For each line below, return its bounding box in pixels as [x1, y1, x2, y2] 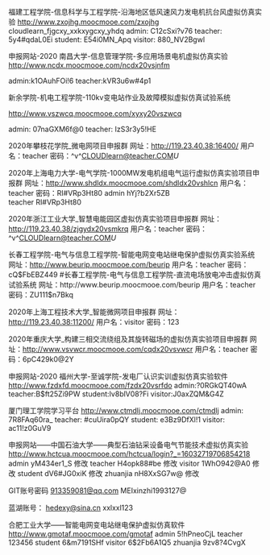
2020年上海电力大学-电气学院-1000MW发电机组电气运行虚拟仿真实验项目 [8, 168, 253, 177]
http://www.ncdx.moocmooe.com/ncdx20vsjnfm [8, 60, 171, 70]
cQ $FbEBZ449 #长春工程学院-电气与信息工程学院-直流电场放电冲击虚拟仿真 [8, 270, 262, 280]
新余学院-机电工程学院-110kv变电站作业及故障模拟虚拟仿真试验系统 [8, 93, 231, 102]
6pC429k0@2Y [22, 354, 74, 364]
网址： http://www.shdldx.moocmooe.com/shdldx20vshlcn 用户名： [23, 178, 248, 188]
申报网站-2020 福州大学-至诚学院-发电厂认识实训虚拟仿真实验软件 [8, 371, 228, 381]
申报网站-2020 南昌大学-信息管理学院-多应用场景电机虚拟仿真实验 [8, 52, 228, 60]
